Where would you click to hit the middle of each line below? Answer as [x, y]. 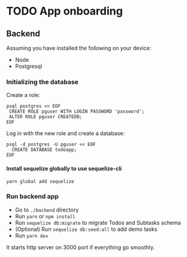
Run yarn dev [31, 235]
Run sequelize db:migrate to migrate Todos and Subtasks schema [98, 222]
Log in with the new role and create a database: [66, 133]
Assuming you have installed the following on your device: [79, 48]
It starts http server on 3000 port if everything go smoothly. [80, 247]
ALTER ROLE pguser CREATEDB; [46, 117]
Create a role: [23, 95]
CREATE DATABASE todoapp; [44, 150]
